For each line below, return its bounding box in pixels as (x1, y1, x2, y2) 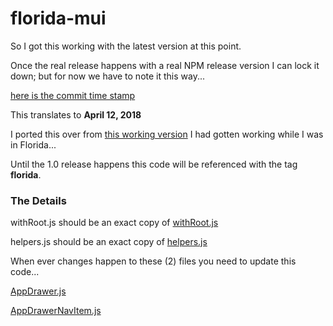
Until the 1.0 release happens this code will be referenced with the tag (10, 158, 298, 170)
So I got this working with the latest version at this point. (10, 40, 242, 52)
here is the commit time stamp (10, 89, 136, 101)
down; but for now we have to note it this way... (10, 70, 206, 82)
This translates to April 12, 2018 (10, 108, 142, 121)
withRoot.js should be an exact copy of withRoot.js (10, 217, 219, 229)
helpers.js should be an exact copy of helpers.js (10, 236, 208, 248)
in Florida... (10, 138, 57, 151)
